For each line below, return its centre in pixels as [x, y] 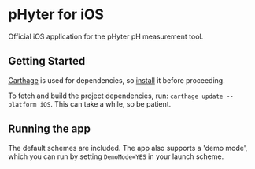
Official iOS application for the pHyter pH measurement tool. [106, 36]
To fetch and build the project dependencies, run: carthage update [116, 96]
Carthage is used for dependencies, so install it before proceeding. [117, 80]
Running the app [49, 129]
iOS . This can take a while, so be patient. [105, 103]
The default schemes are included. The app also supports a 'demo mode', [128, 148]
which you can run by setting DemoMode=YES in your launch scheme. [116, 156]
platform [22, 104]
